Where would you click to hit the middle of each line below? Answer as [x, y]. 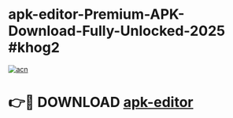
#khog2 [34, 48]
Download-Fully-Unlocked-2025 [117, 31]
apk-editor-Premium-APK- [96, 14]
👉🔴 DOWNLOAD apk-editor [101, 102]
